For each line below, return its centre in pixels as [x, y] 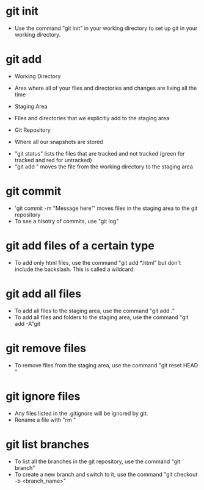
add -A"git [27, 323]
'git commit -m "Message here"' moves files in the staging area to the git [106, 208]
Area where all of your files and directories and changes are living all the [106, 88]
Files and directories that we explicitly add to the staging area [92, 118]
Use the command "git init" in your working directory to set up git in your [106, 28]
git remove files [46, 348]
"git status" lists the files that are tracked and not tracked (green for [100, 153]
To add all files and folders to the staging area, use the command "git [101, 317]
